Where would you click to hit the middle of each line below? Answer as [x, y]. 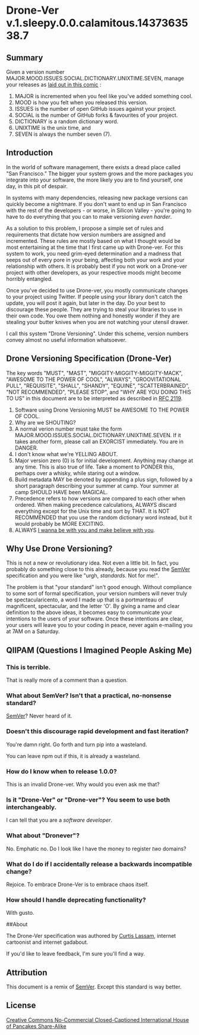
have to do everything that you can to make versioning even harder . [89, 216]
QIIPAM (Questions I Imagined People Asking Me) [99, 650]
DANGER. [26, 448]
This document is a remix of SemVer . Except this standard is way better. [94, 987]
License [21, 1006]
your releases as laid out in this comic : [54, 85]
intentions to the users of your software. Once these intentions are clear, [95, 619]
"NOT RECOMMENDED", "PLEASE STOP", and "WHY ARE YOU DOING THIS [99, 392]
